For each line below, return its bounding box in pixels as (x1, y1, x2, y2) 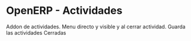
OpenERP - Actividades (6, 4, 123, 17)
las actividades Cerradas (6, 29, 66, 36)
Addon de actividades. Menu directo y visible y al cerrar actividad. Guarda (6, 23, 186, 30)
